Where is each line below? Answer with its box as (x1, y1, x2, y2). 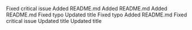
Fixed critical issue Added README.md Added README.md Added (6, 5, 167, 12)
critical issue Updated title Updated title (6, 18, 102, 24)
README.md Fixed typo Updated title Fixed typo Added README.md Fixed (6, 11, 187, 18)
